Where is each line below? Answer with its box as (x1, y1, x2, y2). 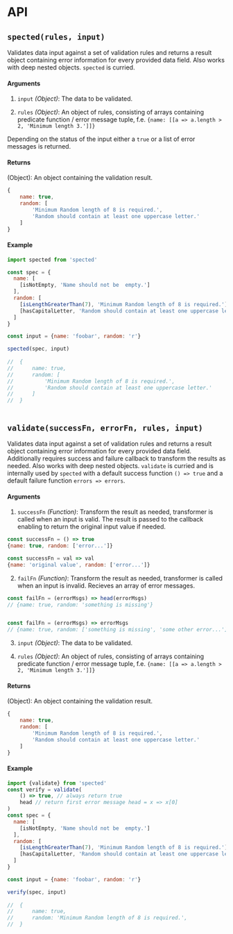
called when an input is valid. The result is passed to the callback (17, 515, 204, 524)
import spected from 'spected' (7, 256, 98, 263)
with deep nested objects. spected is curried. (7, 63, 135, 72)
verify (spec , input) (7, 888, 67, 896)
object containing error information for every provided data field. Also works (7, 56, 225, 64)
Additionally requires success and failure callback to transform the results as (7, 454, 226, 462)
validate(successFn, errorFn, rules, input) (7, 423, 203, 433)
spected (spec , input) (7, 345, 70, 353)
